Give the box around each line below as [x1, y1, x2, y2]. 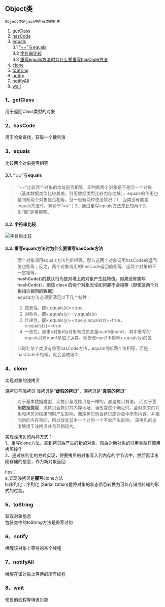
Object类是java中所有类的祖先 [5, 19, 61, 24]
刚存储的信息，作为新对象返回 [5, 458, 66, 464]
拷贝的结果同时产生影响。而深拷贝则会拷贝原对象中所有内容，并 [26, 411, 156, 417]
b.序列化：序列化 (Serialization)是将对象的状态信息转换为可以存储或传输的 [5, 481, 155, 487]
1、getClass [5, 96, 34, 103]
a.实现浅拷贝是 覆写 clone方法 [5, 475, 64, 481]
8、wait [5, 584, 24, 591]
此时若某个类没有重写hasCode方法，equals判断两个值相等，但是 [17, 345, 149, 351]
